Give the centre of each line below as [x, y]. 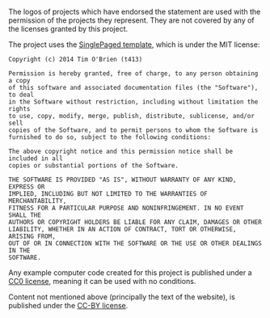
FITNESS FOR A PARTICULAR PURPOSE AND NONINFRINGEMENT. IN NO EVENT [126, 208]
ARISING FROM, [32, 236]
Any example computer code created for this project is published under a [130, 273]
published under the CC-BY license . [68, 305]
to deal [21, 95]
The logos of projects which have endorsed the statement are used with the [135, 12]
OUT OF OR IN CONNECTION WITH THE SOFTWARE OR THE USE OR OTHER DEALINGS [135, 244]
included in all [36, 159]
